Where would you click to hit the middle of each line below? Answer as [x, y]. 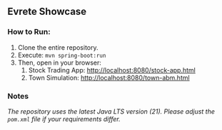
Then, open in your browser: [59, 63]
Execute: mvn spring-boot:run [62, 55]
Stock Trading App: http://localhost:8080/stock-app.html [112, 70]
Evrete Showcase [47, 12]
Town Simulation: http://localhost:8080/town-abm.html [109, 77]
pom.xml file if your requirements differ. [64, 119]
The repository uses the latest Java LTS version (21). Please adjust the [111, 111]
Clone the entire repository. [58, 47]
